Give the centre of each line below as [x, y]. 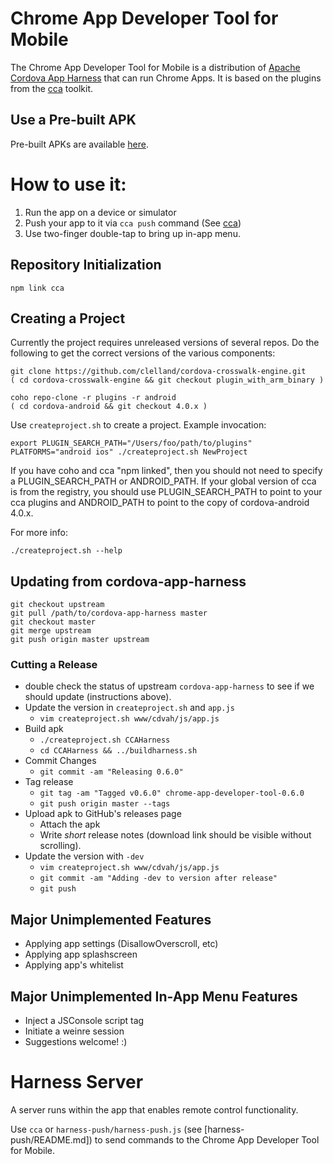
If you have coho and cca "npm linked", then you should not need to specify [166, 471]
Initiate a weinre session [74, 1031]
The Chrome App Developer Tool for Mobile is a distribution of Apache [155, 67]
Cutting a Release [54, 665]
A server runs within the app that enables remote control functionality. [154, 1109]
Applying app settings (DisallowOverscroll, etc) [121, 944]
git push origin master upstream [80, 640]
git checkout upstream [57, 605]
